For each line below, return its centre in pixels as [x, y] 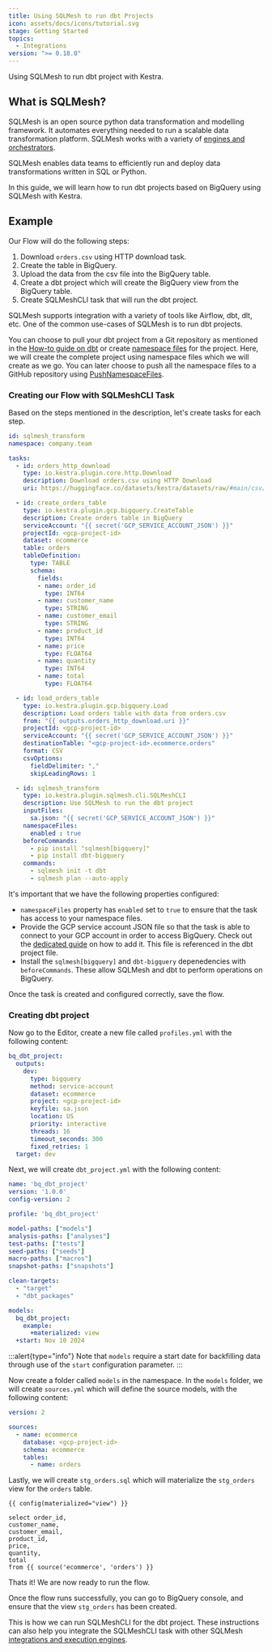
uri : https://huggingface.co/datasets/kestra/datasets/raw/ [126, 488]
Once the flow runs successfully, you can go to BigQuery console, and [126, 1598]
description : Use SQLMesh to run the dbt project [108, 803]
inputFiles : [43, 811]
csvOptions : [43, 758]
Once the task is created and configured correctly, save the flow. [117, 994]
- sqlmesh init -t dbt [68, 871]
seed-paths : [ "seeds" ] [47, 1251]
